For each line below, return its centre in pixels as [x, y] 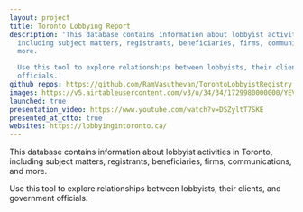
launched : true [38, 101]
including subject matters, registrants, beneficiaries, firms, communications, [151, 161]
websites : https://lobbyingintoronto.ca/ [88, 126]
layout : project [40, 18]
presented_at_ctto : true [56, 118]
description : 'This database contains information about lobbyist [137, 34]
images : [24, 92]
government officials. [49, 198]
